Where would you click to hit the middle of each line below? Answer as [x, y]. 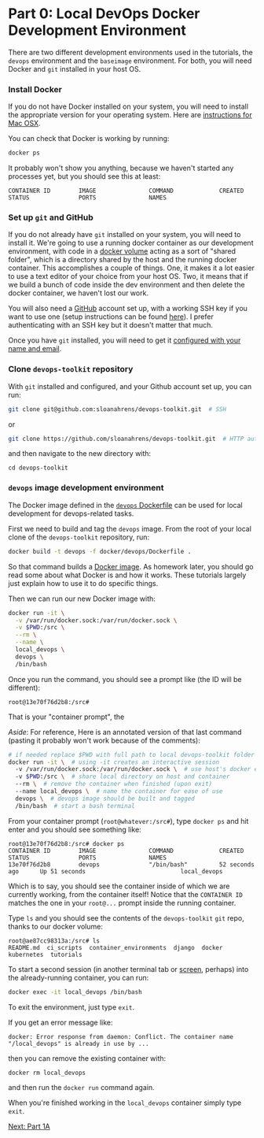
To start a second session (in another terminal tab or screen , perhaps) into [128, 969]
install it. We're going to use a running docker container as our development [131, 243]
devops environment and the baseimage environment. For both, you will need [130, 61]
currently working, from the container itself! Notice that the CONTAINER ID [126, 894]
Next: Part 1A [29, 1126]
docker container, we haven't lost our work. [79, 293]
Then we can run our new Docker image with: [82, 599]
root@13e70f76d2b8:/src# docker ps [66, 843]
